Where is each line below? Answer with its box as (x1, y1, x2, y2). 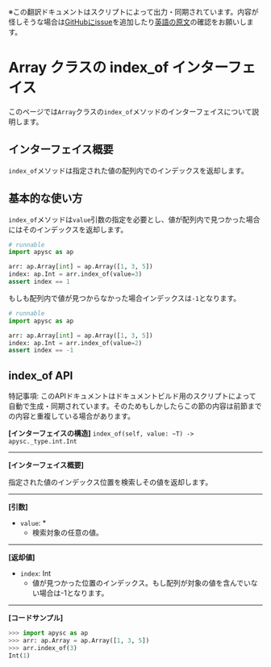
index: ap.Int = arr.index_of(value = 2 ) (8, 339, 143, 347)
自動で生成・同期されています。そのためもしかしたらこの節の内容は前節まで (8, 402, 262, 411)
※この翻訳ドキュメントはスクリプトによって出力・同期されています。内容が (8, 7, 260, 16)
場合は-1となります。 (39, 588, 109, 598)
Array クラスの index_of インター (8, 59, 228, 77)
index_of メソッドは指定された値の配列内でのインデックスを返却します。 (8, 165, 248, 175)
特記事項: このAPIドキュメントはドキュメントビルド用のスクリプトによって (8, 391, 256, 401)
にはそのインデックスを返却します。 (8, 224, 128, 234)
